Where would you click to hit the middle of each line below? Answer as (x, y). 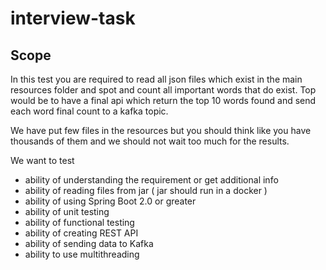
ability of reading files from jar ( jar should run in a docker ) (146, 190)
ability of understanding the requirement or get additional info (151, 180)
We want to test (42, 160)
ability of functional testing (79, 222)
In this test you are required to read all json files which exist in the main (156, 79)
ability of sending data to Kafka (89, 243)
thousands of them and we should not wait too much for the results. (150, 141)
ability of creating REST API (81, 233)
